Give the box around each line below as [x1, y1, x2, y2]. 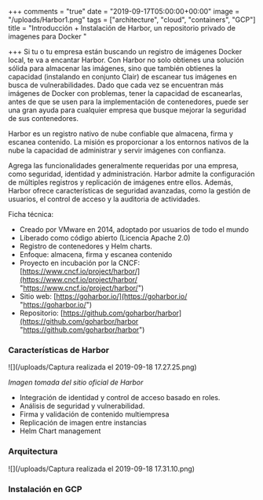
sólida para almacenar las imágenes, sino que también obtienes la [8, 64, 221, 73]
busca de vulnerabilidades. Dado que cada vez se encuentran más [8, 80, 224, 90]
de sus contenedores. [8, 114, 79, 123]
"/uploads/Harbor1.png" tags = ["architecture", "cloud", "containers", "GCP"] [8, 15, 256, 24]
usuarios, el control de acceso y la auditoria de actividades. [8, 194, 201, 204]
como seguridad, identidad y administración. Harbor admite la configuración [8, 169, 255, 178]
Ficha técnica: [8, 210, 54, 219]
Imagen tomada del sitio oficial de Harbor [8, 377, 144, 388]
